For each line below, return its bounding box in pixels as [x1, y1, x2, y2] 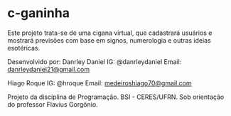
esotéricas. [7, 43, 41, 52]
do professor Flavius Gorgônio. [7, 100, 98, 108]
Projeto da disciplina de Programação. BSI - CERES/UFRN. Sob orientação [7, 93, 225, 101]
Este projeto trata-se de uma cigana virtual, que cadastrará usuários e [7, 28, 213, 37]
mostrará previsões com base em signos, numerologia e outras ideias [7, 36, 211, 44]
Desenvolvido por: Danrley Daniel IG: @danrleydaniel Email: [7, 57, 182, 65]
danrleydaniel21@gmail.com [7, 65, 90, 73]
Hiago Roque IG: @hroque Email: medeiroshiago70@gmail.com [7, 78, 192, 87]
